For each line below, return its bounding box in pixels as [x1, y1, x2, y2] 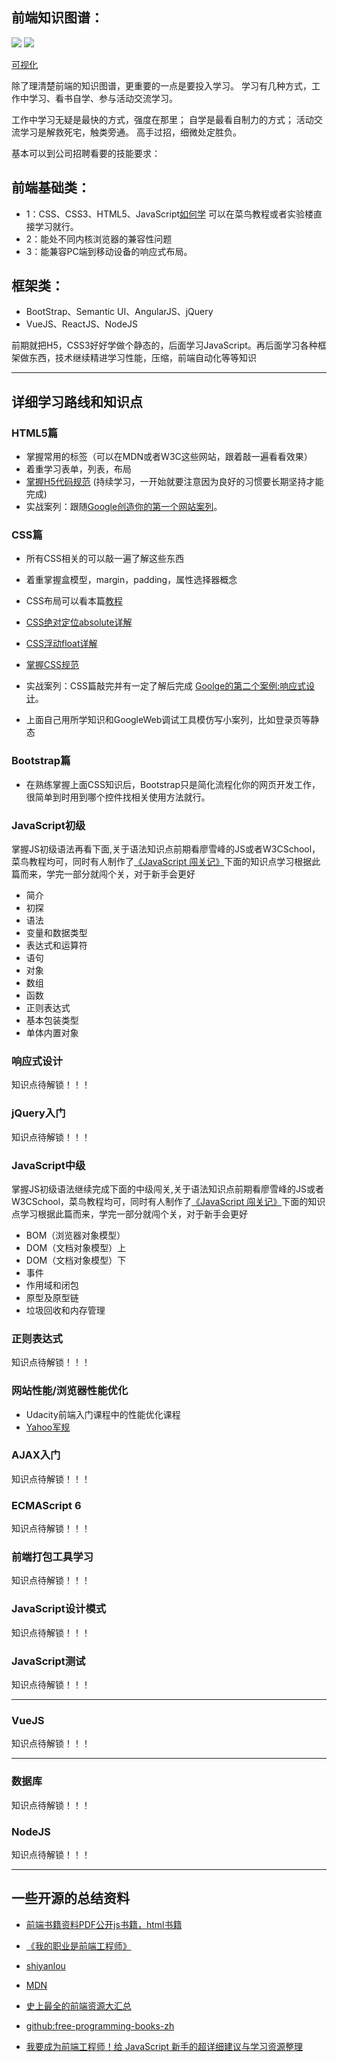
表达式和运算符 [25, 939, 88, 952]
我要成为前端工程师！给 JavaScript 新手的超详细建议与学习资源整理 [25, 2040, 303, 2052]
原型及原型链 [25, 1291, 79, 1303]
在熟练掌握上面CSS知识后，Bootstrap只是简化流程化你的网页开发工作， [25, 778, 321, 790]
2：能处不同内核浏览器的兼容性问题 [25, 233, 173, 245]
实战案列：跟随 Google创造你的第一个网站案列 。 [25, 501, 223, 513]
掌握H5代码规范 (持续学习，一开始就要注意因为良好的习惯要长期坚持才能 [25, 476, 324, 488]
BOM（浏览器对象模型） [25, 1229, 126, 1241]
